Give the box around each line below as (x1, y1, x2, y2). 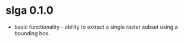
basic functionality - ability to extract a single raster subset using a (14, 23, 178, 30)
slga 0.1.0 (5, 4, 54, 17)
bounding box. (14, 29, 50, 36)
